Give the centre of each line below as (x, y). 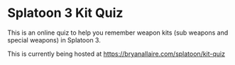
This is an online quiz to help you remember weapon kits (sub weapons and (118, 32)
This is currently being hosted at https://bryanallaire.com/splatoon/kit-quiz (116, 54)
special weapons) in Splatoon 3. (54, 40)
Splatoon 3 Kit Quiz (65, 13)
